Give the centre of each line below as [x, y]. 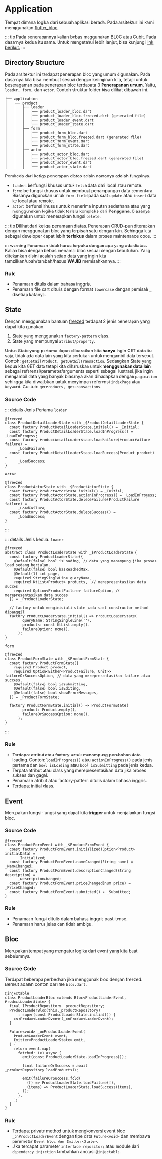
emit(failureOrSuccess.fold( [52, 1078]
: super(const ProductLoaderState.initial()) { [67, 1015]
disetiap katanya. [29, 295]
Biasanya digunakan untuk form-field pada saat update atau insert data [84, 195]
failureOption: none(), [46, 629]
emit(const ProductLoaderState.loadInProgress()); [74, 1057]
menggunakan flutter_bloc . [32, 27]
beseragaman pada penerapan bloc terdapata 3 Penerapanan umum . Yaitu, [81, 85]
